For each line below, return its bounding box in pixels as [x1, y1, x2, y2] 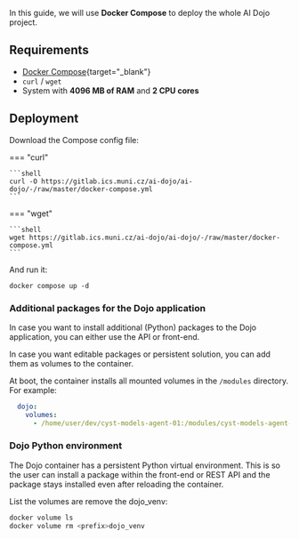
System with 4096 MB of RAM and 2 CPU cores [21, 84, 199, 96]
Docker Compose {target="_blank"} [21, 66, 151, 76]
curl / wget [21, 76, 62, 86]
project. [9, 17, 38, 28]
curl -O [9, 177, 38, 186]
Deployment [9, 111, 79, 126]
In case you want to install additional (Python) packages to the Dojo [9, 322, 256, 333]
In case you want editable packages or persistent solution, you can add [9, 349, 271, 359]
